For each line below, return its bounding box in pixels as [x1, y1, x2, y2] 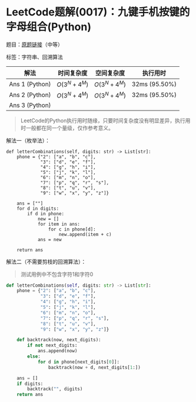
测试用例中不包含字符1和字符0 [20, 270, 94, 278]
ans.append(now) [37, 348, 78, 354]
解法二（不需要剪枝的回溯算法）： [6, 258, 87, 265]
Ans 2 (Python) [9, 90, 51, 99]
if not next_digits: [27, 342, 78, 349]
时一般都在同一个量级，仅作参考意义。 [20, 124, 114, 131]
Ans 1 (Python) [9, 80, 51, 88]
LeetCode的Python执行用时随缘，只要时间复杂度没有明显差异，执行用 [20, 116, 191, 124]
